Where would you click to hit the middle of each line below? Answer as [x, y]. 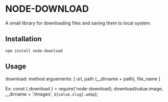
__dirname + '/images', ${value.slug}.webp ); [52, 94]
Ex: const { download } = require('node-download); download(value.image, [84, 88]
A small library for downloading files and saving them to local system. [78, 23]
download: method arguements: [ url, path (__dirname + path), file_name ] [83, 79]
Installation [23, 39]
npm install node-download [34, 51]
